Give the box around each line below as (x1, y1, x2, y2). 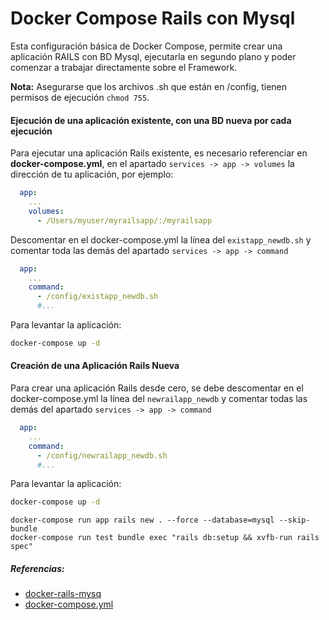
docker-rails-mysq (24, 588, 102, 600)
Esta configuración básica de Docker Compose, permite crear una (10, 40, 283, 52)
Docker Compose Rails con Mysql (10, 7, 296, 30)
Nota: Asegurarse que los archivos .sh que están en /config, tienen (10, 80, 288, 92)
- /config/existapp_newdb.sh (36, 292, 159, 302)
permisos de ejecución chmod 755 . (10, 91, 150, 103)
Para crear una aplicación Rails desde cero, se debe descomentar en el (10, 382, 304, 394)
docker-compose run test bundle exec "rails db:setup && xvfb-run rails (10, 533, 320, 543)
